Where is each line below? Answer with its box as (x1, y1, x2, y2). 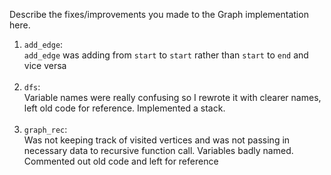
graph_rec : (23, 124, 68, 135)
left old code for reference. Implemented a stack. (23, 102, 226, 114)
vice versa (23, 60, 67, 71)
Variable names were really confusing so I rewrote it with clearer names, (23, 92, 322, 103)
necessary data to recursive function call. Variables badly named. (23, 145, 294, 156)
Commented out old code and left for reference (23, 155, 219, 167)
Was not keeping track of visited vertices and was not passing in (23, 134, 291, 146)
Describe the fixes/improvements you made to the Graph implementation (9, 9, 309, 20)
